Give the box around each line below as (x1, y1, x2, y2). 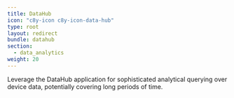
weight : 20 (7, 56, 39, 63)
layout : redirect (7, 29, 58, 37)
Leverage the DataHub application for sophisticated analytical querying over (7, 75, 228, 83)
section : (7, 43, 33, 50)
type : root (7, 23, 39, 30)
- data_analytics (13, 50, 64, 57)
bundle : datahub (7, 36, 55, 43)
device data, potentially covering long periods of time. (7, 82, 163, 91)
